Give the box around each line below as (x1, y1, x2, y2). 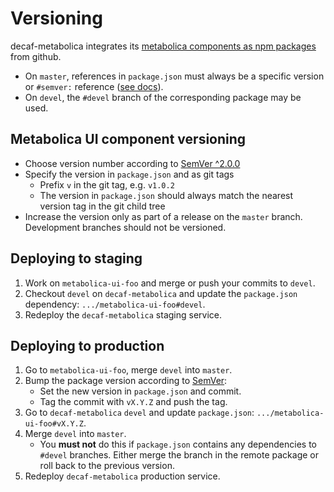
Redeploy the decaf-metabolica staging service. (24, 308, 223, 321)
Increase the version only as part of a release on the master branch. (24, 210, 303, 222)
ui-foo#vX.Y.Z (24, 419, 84, 429)
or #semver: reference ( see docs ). (24, 80, 164, 92)
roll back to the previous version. (39, 460, 175, 472)
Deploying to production (10, 337, 165, 354)
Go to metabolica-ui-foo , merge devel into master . (24, 364, 233, 376)
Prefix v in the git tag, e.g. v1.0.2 (39, 178, 175, 191)
